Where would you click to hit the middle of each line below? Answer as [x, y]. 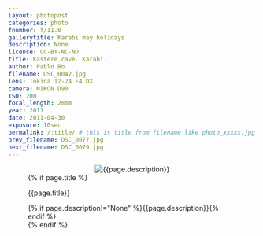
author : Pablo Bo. [38, 67]
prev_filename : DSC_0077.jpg [56, 140]
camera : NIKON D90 [38, 88]
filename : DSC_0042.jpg [47, 74]
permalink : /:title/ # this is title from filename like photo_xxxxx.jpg [132, 132]
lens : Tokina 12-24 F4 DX [50, 81]
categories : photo [38, 23]
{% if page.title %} [58, 178]
